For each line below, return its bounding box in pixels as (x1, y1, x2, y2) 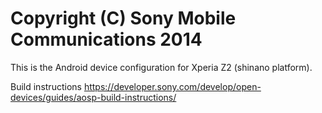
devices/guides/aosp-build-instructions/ (10, 91, 177, 103)
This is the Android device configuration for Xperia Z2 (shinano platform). (10, 61, 313, 73)
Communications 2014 (10, 28, 203, 51)
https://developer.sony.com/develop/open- (83, 80, 262, 92)
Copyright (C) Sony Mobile (10, 7, 237, 30)
